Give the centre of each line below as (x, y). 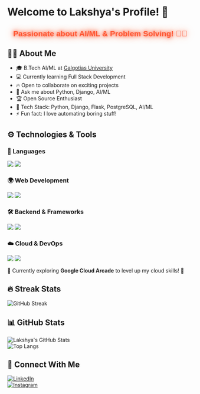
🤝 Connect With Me (44, 364)
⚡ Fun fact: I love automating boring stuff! (66, 114)
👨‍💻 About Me (32, 53)
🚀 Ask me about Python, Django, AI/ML (63, 92)
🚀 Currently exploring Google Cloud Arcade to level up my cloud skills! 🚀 (96, 270)
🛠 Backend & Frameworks (45, 212)
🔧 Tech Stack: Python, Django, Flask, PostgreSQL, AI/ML (84, 107)
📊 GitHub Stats (36, 323)
